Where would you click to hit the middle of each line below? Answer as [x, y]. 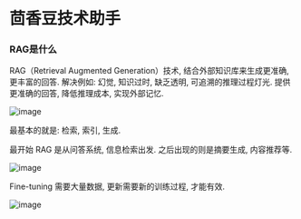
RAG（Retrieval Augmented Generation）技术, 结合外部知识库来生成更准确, [150, 71]
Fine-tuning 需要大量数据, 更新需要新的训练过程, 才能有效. [117, 186]
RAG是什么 [33, 49]
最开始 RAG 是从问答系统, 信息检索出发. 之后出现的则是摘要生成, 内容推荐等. [151, 150]
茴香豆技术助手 [65, 19]
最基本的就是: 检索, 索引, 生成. [65, 130]
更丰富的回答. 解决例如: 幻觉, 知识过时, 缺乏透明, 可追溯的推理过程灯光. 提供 [150, 82]
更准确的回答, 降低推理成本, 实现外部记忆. [87, 94]
